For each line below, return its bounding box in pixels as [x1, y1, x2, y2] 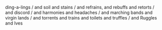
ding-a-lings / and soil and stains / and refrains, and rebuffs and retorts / [5, 4, 154, 10]
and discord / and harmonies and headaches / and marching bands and [5, 9, 152, 15]
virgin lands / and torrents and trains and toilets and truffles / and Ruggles [5, 15, 157, 20]
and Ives [5, 20, 23, 26]
